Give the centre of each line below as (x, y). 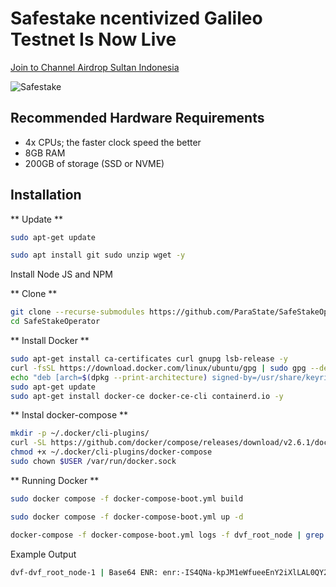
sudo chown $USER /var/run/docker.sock (93, 462)
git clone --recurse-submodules (77, 312)
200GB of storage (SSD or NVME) (94, 163)
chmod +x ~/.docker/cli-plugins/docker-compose (111, 452)
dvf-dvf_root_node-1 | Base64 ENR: (84, 572)
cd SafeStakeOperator (55, 322)
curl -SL (28, 443)
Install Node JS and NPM (61, 274)
